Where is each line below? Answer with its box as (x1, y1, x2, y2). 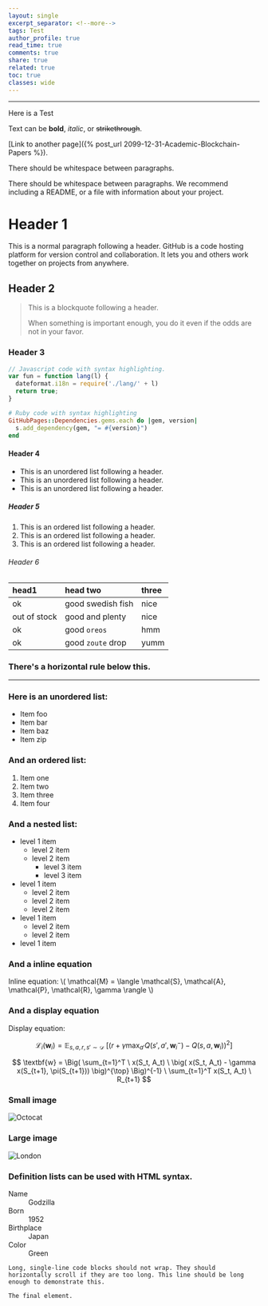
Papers (8, 147, 32, 157)
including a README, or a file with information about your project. (8, 187, 224, 197)
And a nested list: (8, 818, 78, 829)
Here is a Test (8, 108, 54, 118)
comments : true (8, 49, 59, 57)
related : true (8, 64, 56, 72)
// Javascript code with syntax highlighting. (8, 365, 166, 373)
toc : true (8, 71, 41, 79)
